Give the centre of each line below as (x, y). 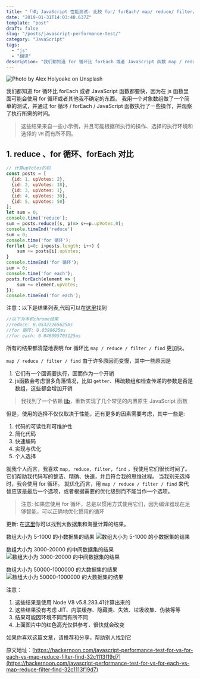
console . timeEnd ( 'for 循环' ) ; (43, 263)
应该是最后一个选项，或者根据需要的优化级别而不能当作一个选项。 (92, 491)
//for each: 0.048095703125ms (44, 336)
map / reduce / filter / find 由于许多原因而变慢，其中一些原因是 (89, 360)
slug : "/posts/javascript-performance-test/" (63, 34)
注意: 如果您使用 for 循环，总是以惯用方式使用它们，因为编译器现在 (103, 504)
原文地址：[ (20, 650)
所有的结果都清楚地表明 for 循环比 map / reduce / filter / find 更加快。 (97, 348)
